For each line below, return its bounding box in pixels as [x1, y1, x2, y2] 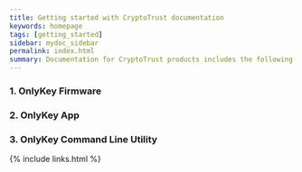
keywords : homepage [9, 22, 83, 31]
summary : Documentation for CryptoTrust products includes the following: [9, 55, 297, 64]
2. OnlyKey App [9, 109, 80, 122]
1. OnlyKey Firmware [9, 85, 102, 97]
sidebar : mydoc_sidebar [9, 38, 99, 48]
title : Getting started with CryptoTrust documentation [9, 13, 224, 23]
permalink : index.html [9, 47, 95, 56]
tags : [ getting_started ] [9, 30, 103, 39]
